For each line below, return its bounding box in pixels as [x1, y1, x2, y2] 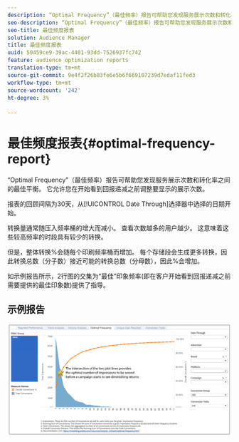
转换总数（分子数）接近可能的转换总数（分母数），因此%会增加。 [13, 257, 204, 265]
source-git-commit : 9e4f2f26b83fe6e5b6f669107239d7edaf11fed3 [7, 71, 196, 78]
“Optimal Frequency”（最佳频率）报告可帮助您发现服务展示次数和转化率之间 [7, 175, 230, 185]
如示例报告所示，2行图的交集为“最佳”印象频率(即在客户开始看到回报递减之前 [7, 272, 231, 281]
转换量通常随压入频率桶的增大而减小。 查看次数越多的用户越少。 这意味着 [7, 224, 223, 232]
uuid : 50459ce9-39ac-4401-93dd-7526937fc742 [7, 49, 142, 56]
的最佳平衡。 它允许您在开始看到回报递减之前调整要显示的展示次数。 [7, 185, 208, 193]
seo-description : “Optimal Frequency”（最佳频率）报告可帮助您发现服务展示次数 [7, 19, 228, 26]
